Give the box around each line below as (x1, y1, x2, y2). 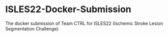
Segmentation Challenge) (5, 25, 59, 31)
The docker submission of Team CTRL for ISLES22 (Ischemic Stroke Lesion (5, 20, 163, 26)
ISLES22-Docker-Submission (5, 4, 131, 15)
